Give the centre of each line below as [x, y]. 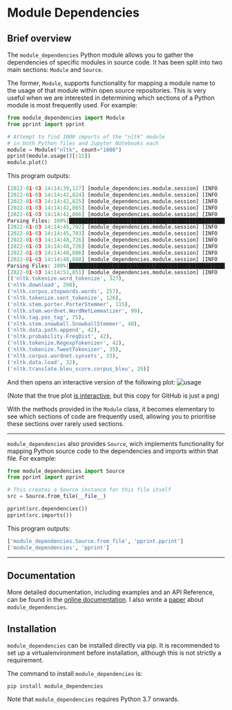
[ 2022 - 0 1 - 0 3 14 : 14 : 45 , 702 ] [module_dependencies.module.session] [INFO [112, 227]
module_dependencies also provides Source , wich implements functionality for [116, 443]
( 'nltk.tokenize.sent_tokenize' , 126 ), [65, 298]
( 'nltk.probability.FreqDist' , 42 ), [60, 337]
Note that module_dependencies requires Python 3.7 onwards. [93, 699]
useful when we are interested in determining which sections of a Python [111, 98]
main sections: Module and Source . [55, 70]
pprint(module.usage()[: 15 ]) [49, 156]
